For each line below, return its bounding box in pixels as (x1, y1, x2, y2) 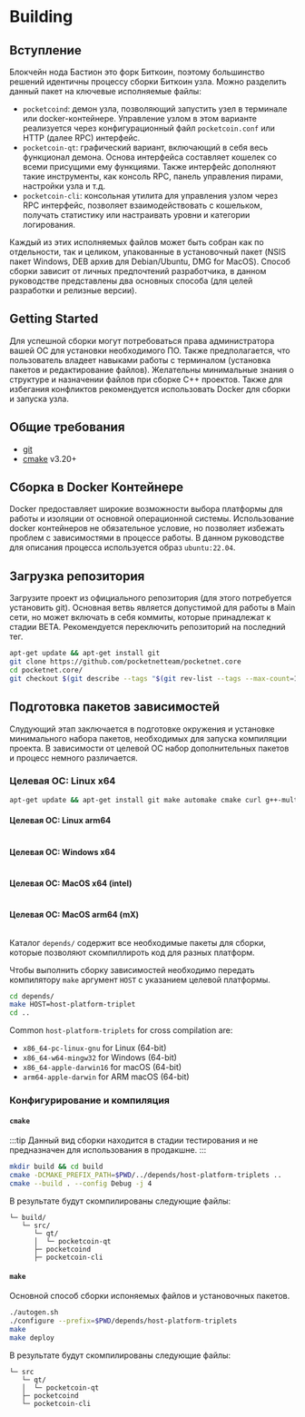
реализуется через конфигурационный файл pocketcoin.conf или (22, 123, 275, 133)
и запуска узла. (9, 393, 70, 404)
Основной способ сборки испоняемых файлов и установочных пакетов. (9, 1291, 290, 1302)
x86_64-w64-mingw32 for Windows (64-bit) (22, 1052, 177, 1063)
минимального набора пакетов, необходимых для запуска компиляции (9, 733, 288, 743)
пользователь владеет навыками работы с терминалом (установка (9, 354, 271, 365)
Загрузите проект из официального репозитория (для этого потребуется (9, 593, 292, 604)
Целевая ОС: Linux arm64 (9, 815, 112, 826)
